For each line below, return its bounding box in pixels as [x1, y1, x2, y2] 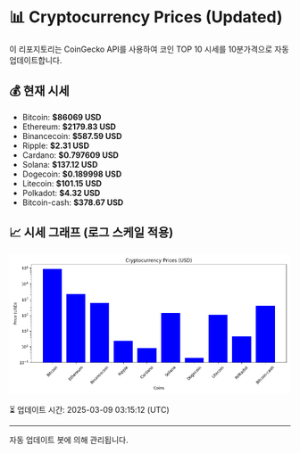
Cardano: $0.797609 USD [21, 149, 119, 161]
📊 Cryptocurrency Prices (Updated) [9, 7, 283, 28]
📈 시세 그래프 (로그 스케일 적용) [9, 225, 174, 241]
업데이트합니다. [9, 54, 62, 65]
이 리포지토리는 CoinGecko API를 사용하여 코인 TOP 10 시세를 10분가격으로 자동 [9, 44, 289, 54]
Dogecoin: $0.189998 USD [21, 169, 122, 179]
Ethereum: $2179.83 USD [21, 121, 116, 132]
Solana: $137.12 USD [21, 159, 98, 169]
